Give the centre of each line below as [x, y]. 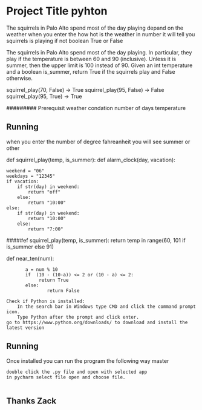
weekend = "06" [25, 171]
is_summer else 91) [30, 247]
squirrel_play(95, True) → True [44, 96]
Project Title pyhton [57, 11]
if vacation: [23, 181]
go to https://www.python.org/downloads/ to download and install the [97, 322]
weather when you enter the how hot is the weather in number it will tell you [101, 34]
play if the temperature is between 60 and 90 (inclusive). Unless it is [91, 59]
